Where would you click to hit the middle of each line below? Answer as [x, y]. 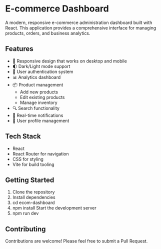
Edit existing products [42, 97]
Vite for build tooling [33, 164]
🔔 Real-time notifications [38, 115]
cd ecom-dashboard [33, 202]
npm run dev [25, 213]
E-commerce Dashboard [57, 9]
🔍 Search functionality [36, 108]
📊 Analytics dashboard [36, 77]
